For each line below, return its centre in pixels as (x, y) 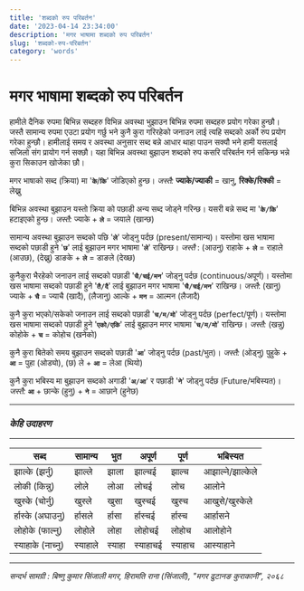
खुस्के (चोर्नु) (34, 501)
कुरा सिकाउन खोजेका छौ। (47, 163)
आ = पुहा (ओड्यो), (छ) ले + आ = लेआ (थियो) (76, 363)
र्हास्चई (145, 516)
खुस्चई (145, 501)
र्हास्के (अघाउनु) (40, 516)
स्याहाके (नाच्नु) (39, 546)
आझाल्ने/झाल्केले (230, 472)
